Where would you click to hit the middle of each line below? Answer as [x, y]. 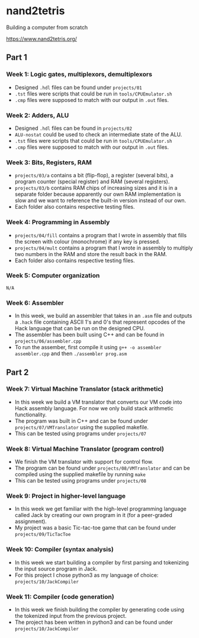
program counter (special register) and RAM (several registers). [92, 181]
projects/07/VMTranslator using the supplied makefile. [82, 427]
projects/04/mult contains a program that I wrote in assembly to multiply [104, 248]
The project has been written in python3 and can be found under [94, 622]
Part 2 [17, 372]
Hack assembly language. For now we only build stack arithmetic [94, 408]
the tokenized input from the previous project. [70, 615]
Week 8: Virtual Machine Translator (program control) [85, 449]
